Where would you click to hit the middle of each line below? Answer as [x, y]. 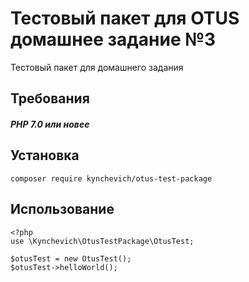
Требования [50, 98]
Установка [45, 155]
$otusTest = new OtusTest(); [71, 258]
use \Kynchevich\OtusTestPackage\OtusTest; [102, 241]
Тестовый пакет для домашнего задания [97, 67]
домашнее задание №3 [113, 39]
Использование [62, 209]
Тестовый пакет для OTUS [125, 18]
